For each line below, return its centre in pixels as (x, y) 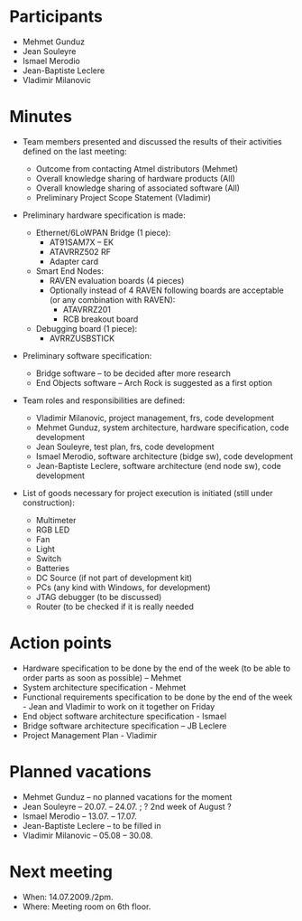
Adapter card (74, 261)
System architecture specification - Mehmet (104, 687)
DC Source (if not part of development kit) (114, 578)
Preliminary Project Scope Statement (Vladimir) (124, 197)
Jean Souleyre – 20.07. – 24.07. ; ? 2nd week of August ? (127, 806)
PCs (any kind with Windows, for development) (123, 587)
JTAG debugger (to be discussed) (99, 597)
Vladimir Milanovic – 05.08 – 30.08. (87, 835)
